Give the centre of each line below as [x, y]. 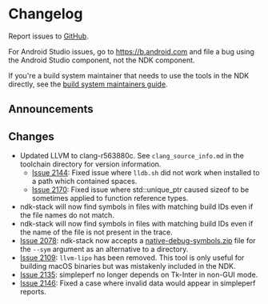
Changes [31, 136]
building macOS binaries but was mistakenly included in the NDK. [128, 266]
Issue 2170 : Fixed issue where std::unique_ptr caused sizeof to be [140, 190]
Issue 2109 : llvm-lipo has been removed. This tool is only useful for [132, 258]
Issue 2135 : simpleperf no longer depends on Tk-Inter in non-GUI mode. [139, 275]
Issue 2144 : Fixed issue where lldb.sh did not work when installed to [146, 173]
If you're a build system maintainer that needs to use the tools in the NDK [129, 75]
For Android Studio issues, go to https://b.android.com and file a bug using [131, 51]
